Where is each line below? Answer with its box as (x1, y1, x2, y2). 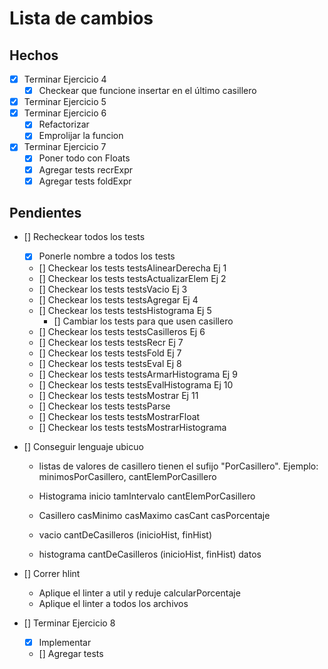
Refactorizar (38, 118, 90, 131)
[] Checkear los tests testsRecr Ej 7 (38, 336, 184, 348)
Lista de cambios (9, 7, 154, 30)
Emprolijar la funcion (38, 130, 124, 142)
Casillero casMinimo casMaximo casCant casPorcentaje (38, 509, 271, 521)
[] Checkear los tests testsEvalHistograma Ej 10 (38, 378, 234, 391)
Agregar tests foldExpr (38, 175, 132, 187)
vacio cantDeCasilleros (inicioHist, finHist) (38, 528, 213, 541)
